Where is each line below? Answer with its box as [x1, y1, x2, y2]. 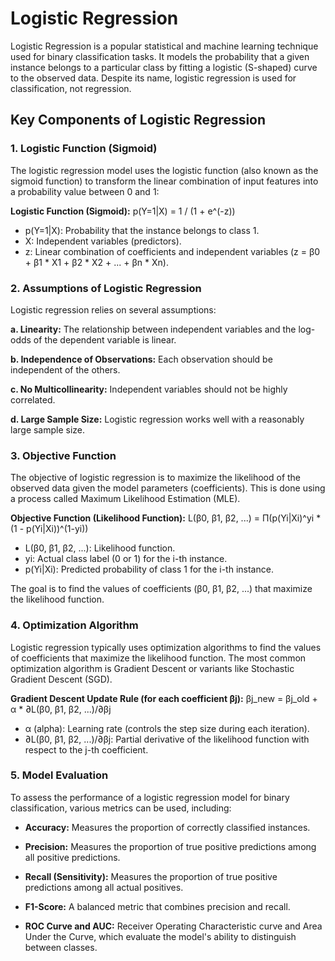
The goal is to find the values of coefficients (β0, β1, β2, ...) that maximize [10, 583, 313, 595]
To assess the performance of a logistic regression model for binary [10, 791, 290, 803]
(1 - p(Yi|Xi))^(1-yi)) [10, 523, 89, 535]
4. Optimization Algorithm [10, 618, 139, 632]
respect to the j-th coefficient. [24, 743, 149, 756]
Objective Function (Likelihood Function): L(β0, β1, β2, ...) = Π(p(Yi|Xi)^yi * [10, 512, 322, 524]
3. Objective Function [10, 448, 117, 462]
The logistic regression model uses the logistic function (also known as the [10, 164, 319, 176]
